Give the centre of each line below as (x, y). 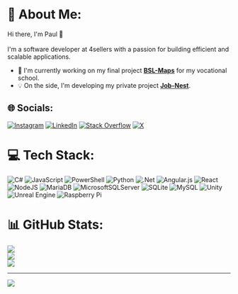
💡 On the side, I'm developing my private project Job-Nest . (104, 85)
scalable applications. (39, 57)
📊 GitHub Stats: (56, 224)
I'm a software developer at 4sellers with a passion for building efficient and (118, 49)
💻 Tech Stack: (51, 155)
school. (28, 78)
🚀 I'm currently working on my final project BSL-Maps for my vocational (122, 70)
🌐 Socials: (30, 108)
